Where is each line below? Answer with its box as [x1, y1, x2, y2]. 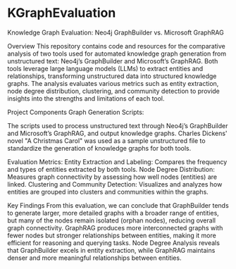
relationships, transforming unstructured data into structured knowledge [7, 72, 217, 80]
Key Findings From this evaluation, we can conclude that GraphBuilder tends [7, 201, 229, 209]
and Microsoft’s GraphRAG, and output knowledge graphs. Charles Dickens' [7, 129, 228, 137]
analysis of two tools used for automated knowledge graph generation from [7, 49, 227, 58]
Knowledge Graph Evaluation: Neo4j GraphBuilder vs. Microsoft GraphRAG [7, 28, 224, 37]
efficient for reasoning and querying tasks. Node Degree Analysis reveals [7, 238, 221, 247]
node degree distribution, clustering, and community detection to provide [7, 87, 221, 95]
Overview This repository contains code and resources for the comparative [7, 42, 225, 50]
